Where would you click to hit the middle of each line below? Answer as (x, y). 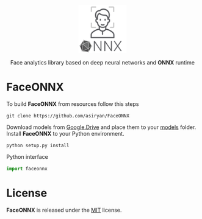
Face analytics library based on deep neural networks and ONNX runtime (103, 62)
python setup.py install (38, 145)
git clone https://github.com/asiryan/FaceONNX (68, 116)
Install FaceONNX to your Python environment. (65, 133)
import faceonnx (27, 169)
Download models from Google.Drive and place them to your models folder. (101, 127)
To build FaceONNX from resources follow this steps (73, 104)
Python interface (27, 156)
